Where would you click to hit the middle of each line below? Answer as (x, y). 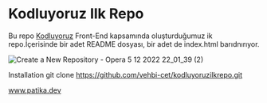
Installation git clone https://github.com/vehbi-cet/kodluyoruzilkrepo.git (126, 74)
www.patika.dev (35, 90)
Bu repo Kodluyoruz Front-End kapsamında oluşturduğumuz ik (110, 36)
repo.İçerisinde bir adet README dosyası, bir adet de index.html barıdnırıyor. (134, 44)
